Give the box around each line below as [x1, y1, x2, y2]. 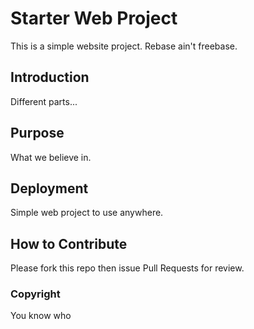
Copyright [10, 287, 61, 301]
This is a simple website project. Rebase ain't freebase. [10, 40, 238, 52]
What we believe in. [10, 151, 92, 163]
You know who [10, 310, 72, 322]
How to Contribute [10, 235, 128, 252]
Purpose [10, 125, 65, 142]
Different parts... [10, 95, 78, 107]
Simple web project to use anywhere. [10, 207, 164, 219]
